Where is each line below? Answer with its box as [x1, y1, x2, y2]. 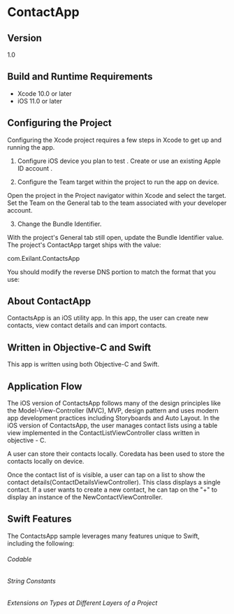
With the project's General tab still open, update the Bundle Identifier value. [7, 233, 224, 241]
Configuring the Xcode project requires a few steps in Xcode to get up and [7, 136, 222, 144]
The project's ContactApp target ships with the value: [7, 241, 161, 249]
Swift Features [7, 513, 72, 525]
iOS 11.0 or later [17, 97, 63, 105]
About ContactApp [7, 295, 92, 308]
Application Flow [7, 380, 82, 392]
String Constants [7, 577, 56, 585]
